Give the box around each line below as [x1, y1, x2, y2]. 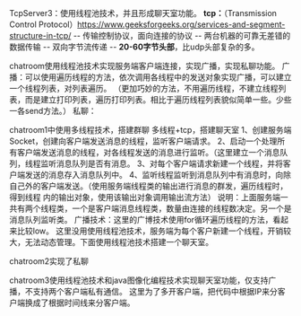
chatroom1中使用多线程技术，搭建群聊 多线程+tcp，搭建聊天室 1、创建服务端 [9, 125, 292, 135]
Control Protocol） [9, 19, 78, 30]
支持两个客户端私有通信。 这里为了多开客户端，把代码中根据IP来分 [32, 286, 278, 296]
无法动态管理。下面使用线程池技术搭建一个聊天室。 [24, 237, 213, 247]
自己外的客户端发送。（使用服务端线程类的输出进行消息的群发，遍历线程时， [9, 180, 288, 191]
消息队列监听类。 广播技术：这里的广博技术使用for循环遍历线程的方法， [9, 215, 273, 224]
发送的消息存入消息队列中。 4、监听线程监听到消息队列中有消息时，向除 [24, 170, 291, 180]
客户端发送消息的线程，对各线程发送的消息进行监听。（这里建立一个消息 [16, 147, 280, 157]
